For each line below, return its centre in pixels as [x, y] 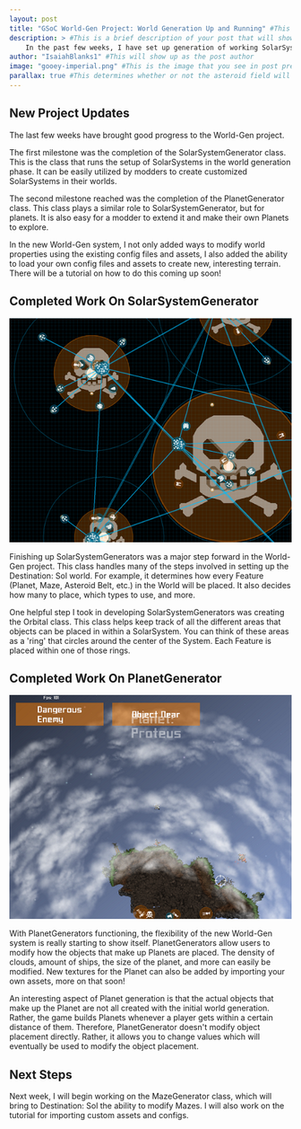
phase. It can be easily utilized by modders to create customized [129, 172]
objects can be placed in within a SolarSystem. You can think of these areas [149, 631]
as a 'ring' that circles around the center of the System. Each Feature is [140, 640]
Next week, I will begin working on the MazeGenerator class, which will [141, 1097]
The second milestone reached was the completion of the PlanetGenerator [147, 198]
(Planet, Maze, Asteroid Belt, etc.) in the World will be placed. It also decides [150, 585]
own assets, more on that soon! [67, 981]
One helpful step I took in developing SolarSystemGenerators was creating [147, 612]
